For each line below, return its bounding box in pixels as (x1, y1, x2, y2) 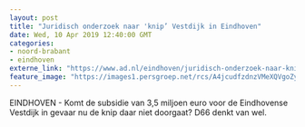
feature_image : (9, 73, 67, 82)
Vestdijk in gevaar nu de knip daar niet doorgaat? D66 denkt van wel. (9, 106, 268, 118)
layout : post (9, 13, 59, 23)
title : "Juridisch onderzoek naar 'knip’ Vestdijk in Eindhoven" (9, 22, 261, 31)
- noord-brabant (9, 47, 71, 56)
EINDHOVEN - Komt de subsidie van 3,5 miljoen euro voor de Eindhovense (9, 97, 289, 108)
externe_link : (9, 64, 64, 73)
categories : (9, 38, 54, 48)
